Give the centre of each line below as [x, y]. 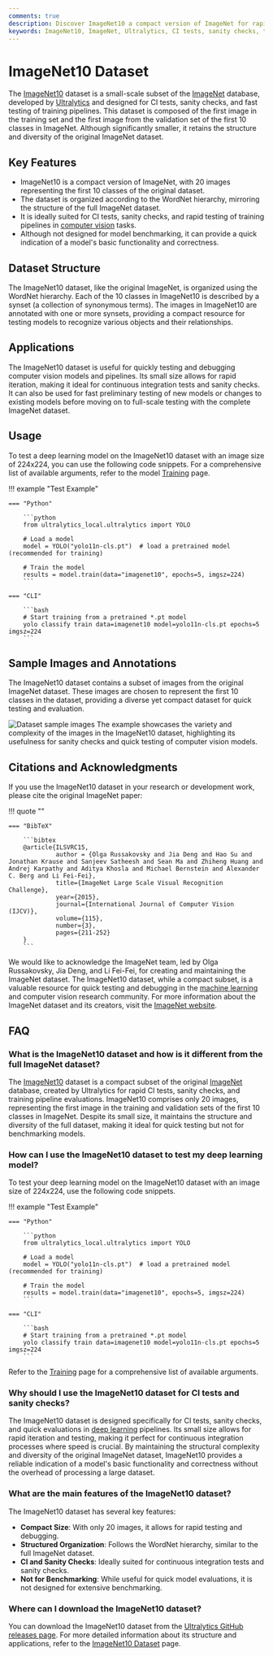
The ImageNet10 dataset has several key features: [92, 1511]
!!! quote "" [26, 811]
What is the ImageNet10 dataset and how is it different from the [136, 1054]
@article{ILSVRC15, [56, 848]
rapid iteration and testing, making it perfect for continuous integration [126, 1438]
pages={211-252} [83, 933]
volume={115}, [80, 919]
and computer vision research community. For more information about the [132, 997]
